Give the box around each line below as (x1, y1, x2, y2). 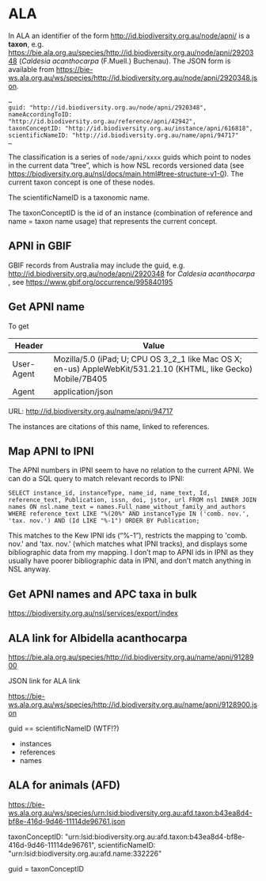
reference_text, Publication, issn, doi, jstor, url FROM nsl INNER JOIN (8, 496, 257, 504)
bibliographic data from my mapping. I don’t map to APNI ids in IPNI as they (8, 548, 254, 557)
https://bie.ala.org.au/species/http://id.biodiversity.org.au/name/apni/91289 (8, 652, 254, 662)
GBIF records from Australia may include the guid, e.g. (8, 260, 185, 270)
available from (8, 64, 55, 74)
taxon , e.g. (8, 39, 44, 48)
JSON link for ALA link (8, 676, 81, 685)
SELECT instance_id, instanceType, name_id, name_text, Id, (8, 489, 211, 497)
